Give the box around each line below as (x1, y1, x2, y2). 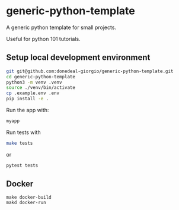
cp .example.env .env (6, 90, 60, 96)
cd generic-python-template (6, 74, 76, 79)
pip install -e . (6, 96, 49, 102)
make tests (6, 140, 33, 146)
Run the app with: (6, 107, 49, 113)
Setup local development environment (6, 52, 151, 63)
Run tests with (6, 129, 41, 136)
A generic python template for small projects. (6, 24, 117, 31)
